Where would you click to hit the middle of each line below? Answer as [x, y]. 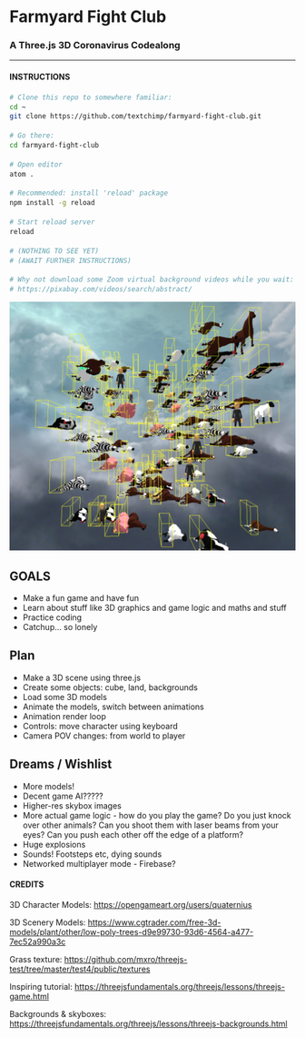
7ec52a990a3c [38, 941]
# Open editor [36, 164]
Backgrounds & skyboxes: [58, 1013]
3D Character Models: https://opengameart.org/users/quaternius [131, 904]
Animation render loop [64, 716]
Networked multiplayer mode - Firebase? [99, 863]
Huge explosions [54, 844]
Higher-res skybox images [72, 805]
